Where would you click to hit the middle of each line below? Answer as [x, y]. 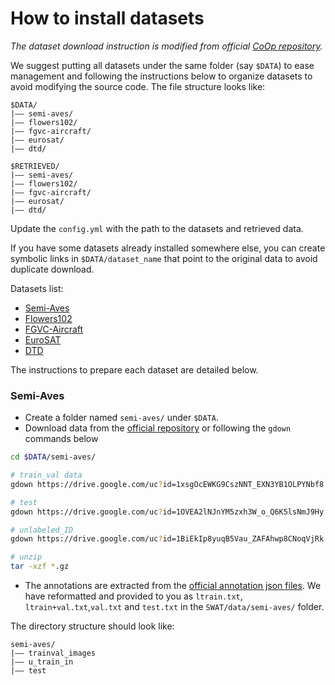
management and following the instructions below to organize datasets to [161, 76]
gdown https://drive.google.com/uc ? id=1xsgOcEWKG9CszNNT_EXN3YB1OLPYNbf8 [167, 484]
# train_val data [46, 475]
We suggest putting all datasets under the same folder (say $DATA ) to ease [162, 65]
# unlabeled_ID [42, 530]
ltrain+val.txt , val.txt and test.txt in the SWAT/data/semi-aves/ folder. [174, 607]
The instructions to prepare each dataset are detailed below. [134, 369]
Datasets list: [37, 288]
